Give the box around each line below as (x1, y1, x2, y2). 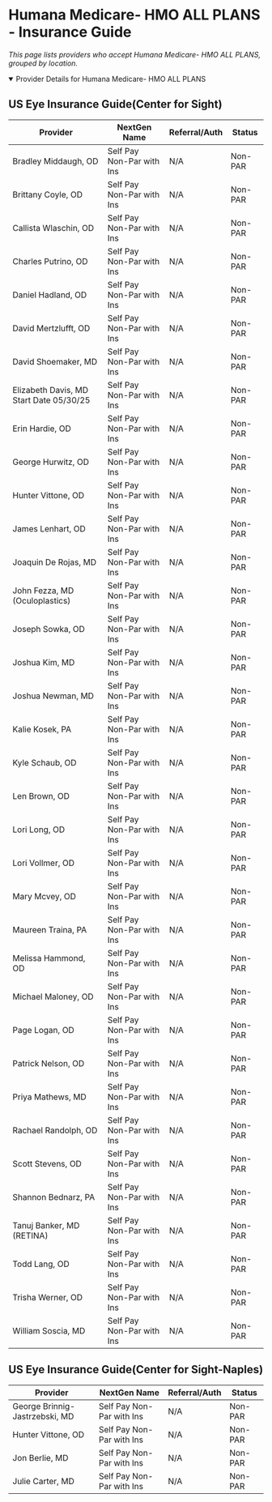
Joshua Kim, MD (12, 656, 75, 668)
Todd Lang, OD (12, 1258, 70, 1269)
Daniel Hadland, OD (12, 289, 87, 301)
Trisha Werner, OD (12, 1291, 83, 1303)
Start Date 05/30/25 (12, 395, 91, 406)
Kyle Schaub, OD (12, 757, 77, 768)
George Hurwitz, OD (12, 456, 89, 467)
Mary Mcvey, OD (12, 890, 77, 902)
